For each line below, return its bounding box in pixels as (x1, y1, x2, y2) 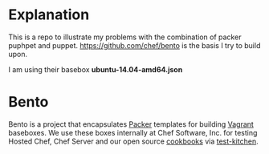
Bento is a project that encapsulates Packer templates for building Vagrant (8, 119, 255, 129)
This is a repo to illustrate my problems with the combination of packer (8, 32, 242, 42)
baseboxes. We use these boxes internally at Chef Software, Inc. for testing (8, 128, 258, 137)
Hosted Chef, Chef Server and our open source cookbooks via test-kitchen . (8, 136, 259, 146)
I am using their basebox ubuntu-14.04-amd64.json (8, 64, 183, 74)
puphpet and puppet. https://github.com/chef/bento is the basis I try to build (8, 40, 261, 50)
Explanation (8, 6, 90, 24)
